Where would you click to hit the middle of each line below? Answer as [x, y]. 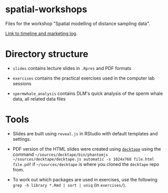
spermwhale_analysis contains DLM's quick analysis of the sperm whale [88, 93]
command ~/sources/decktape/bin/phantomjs [60, 154]
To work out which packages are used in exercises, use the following [85, 179]
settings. [22, 139]
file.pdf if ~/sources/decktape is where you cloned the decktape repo [86, 164]
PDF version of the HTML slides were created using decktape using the [87, 149]
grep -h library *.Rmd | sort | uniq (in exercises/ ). [69, 185]
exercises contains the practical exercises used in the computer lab [83, 78]
